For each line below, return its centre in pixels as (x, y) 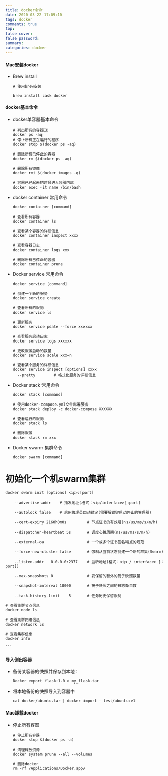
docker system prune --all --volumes (52, 754)
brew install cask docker (40, 95)
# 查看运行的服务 (28, 419)
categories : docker (26, 48)
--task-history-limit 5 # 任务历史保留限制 (68, 596)
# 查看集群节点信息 (23, 605)
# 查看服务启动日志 (30, 337)
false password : (22, 39)
